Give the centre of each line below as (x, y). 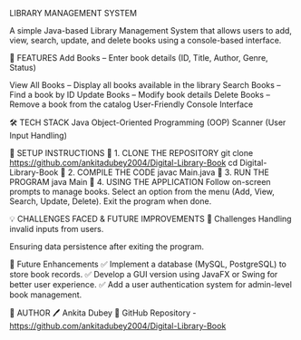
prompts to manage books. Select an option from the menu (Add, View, (142, 191)
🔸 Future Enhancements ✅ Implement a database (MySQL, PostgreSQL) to (148, 264)
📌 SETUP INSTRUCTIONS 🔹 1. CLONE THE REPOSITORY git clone (131, 153)
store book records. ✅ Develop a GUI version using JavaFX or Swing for (144, 274)
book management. (46, 295)
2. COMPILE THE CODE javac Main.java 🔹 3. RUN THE (168, 172)
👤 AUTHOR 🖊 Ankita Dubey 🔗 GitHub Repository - (103, 313)
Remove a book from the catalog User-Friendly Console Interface (131, 104)
